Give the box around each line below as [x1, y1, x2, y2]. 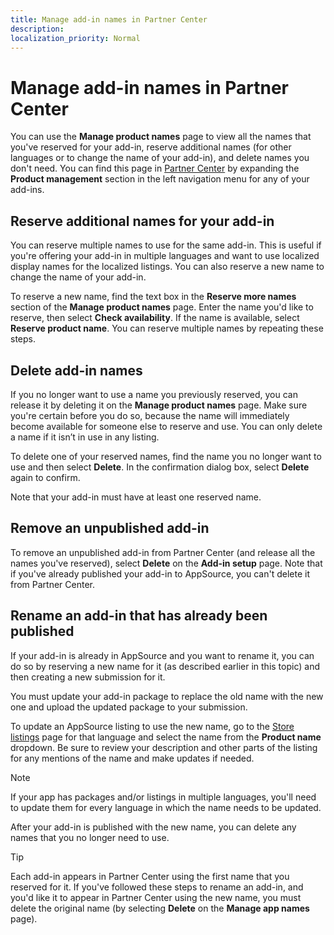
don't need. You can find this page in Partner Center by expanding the [10, 162, 300, 175]
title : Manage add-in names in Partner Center [10, 14, 208, 25]
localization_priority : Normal [10, 33, 141, 43]
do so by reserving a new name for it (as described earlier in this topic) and [10, 660, 321, 672]
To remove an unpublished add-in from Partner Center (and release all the [10, 546, 316, 558]
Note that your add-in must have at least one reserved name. [10, 491, 262, 503]
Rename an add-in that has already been [10, 607, 268, 625]
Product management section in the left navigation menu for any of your [10, 173, 310, 185]
